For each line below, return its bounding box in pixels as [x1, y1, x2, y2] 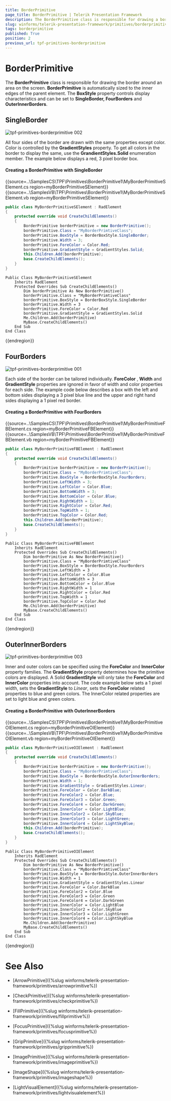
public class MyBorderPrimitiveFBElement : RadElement [5, 446, 124, 451]
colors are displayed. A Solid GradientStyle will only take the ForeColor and [5, 674, 164, 680]
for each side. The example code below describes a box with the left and [5, 387, 158, 393]
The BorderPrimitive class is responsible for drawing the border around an [5, 79, 162, 86]
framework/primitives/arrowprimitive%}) [12, 982, 98, 988]
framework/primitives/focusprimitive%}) [12, 1028, 97, 1034]
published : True [5, 31, 40, 36]
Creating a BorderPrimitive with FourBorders [5, 409, 102, 415]
